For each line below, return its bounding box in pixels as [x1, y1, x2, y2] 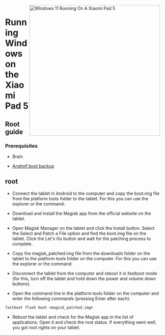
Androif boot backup [12, 163, 55, 169]
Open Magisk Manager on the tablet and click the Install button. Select [12, 225, 155, 231]
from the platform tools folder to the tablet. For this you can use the [12, 195, 148, 201]
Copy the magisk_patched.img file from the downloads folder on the [12, 250, 150, 256]
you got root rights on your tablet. [12, 324, 81, 330]
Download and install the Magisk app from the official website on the [12, 210, 151, 216]
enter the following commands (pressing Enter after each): [12, 295, 131, 302]
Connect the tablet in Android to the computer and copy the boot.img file [12, 190, 160, 196]
